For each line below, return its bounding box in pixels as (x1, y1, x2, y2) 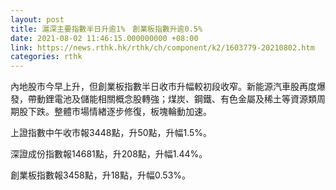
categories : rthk (10, 52, 83, 62)
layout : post (10, 14, 65, 25)
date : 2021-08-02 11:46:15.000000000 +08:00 (10, 33, 199, 43)
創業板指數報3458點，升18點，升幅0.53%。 (10, 169, 192, 181)
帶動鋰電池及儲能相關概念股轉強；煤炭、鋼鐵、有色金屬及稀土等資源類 (27, 93, 317, 105)
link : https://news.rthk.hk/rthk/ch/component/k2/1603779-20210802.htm (10, 42, 315, 53)
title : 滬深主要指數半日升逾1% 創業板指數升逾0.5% (10, 24, 203, 34)
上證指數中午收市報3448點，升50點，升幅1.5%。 (10, 127, 213, 139)
